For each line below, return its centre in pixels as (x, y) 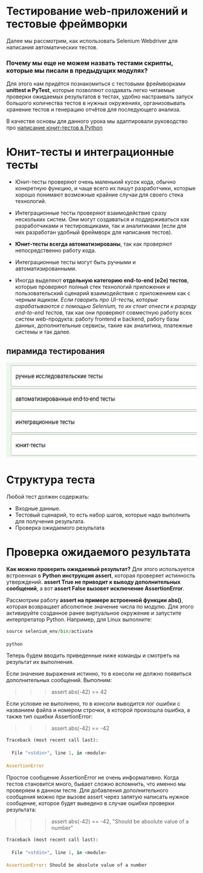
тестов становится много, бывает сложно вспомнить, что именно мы (96, 784)
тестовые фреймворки (67, 24)
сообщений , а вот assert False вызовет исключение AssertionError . (95, 588)
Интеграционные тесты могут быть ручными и (75, 263)
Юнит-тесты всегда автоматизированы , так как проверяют (94, 244)
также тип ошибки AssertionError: (49, 717)
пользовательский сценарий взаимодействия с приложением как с (103, 293)
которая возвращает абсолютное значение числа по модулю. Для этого (100, 606)
